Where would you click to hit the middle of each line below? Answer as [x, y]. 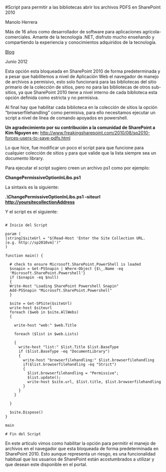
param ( [13, 234]
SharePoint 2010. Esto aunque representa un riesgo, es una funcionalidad [80, 454]
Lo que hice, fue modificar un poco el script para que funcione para [75, 148]
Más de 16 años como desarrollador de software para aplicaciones [73, 32]
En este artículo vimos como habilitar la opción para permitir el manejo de [81, 443]
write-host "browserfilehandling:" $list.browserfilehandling [89, 360]
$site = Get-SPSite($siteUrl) [41, 303]
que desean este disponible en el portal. [46, 464]
